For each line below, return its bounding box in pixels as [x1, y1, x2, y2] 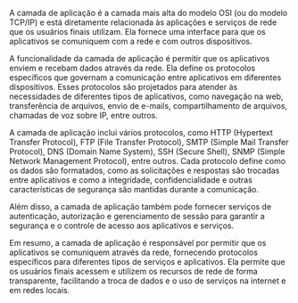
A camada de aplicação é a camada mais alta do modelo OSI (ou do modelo [9, 8, 288, 18]
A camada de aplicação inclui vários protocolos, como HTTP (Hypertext [9, 127, 274, 137]
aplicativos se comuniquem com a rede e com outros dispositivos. [9, 36, 252, 46]
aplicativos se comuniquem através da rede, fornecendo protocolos [9, 247, 259, 258]
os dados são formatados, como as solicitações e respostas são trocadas [9, 165, 280, 176]
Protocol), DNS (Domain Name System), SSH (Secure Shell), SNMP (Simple [9, 146, 286, 157]
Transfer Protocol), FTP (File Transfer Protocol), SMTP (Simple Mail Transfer [9, 137, 289, 147]
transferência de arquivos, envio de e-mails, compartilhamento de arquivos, [9, 101, 288, 111]
